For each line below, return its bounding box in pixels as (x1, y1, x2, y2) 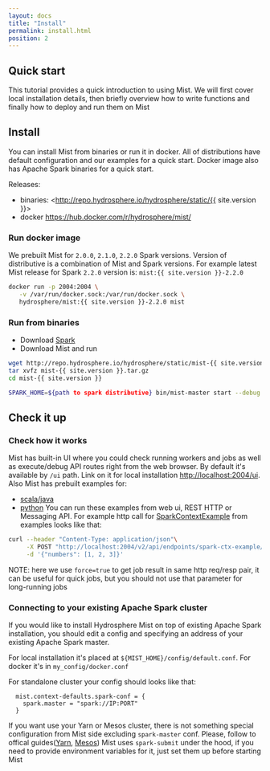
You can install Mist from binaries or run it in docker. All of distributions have (8, 146, 261, 157)
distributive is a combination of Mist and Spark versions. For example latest (8, 259, 257, 269)
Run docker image (8, 232, 81, 243)
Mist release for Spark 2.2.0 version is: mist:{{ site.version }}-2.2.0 (8, 267, 243, 277)
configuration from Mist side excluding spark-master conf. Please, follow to (8, 729, 256, 739)
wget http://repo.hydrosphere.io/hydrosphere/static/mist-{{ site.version (8, 359, 264, 368)
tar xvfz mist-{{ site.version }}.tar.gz (8, 366, 149, 374)
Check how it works (8, 434, 88, 446)
